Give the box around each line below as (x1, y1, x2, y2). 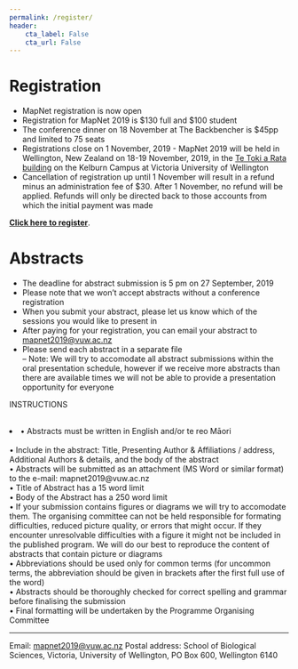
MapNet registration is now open (21, 106, 142, 117)
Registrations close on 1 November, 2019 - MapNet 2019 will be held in (21, 143, 280, 154)
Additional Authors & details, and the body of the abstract (9, 455, 219, 465)
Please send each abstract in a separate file (21, 344, 183, 355)
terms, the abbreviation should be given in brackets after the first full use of (9, 568, 286, 578)
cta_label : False (25, 29, 90, 38)
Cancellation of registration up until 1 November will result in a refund (21, 172, 275, 182)
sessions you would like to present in (21, 316, 158, 326)
